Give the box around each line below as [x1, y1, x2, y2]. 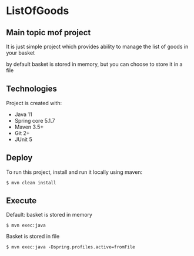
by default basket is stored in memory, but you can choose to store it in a [6, 60, 183, 68]
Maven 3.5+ [14, 123, 44, 130]
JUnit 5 [14, 136, 32, 143]
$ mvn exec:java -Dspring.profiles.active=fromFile [6, 244, 135, 250]
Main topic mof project [6, 28, 91, 38]
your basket [6, 49, 35, 56]
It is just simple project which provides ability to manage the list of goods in [6, 43, 189, 50]
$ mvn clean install [6, 180, 57, 186]
